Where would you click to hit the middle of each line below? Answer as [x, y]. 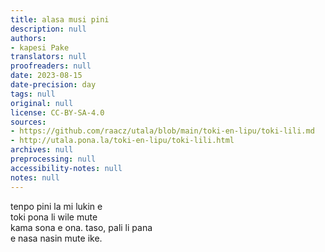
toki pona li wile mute [54, 217]
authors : [28, 38]
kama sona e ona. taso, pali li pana [81, 227]
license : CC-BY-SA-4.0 [57, 112]
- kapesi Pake [40, 47]
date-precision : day [53, 85]
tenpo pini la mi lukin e [56, 206]
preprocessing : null [53, 159]
